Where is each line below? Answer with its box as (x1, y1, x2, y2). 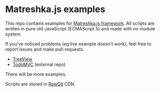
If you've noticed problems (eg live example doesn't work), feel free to (5, 40, 151, 47)
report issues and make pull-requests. (5, 46, 84, 52)
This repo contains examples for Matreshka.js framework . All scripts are (5, 20, 155, 26)
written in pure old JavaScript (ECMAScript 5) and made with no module (5, 25, 155, 31)
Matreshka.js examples (5, 4, 105, 15)
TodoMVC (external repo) (12, 61, 66, 67)
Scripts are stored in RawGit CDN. (5, 81, 76, 87)
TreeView (12, 56, 33, 62)
